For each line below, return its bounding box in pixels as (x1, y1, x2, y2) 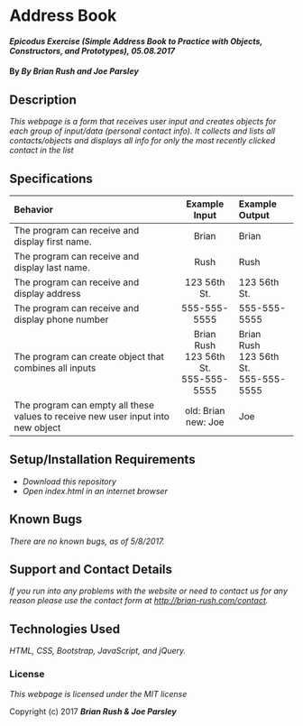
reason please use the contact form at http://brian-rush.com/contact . (9, 595, 269, 606)
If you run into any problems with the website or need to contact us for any (9, 585, 289, 596)
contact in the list (9, 145, 74, 156)
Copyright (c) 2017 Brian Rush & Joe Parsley (9, 705, 178, 717)
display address (14, 288, 81, 299)
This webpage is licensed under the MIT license (9, 688, 188, 699)
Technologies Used (9, 621, 120, 637)
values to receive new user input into (14, 410, 170, 422)
